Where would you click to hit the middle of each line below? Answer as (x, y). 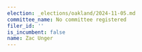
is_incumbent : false (37, 32)
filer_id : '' (26, 26)
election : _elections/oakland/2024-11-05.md (71, 13)
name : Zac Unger (30, 38)
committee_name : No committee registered (67, 20)
